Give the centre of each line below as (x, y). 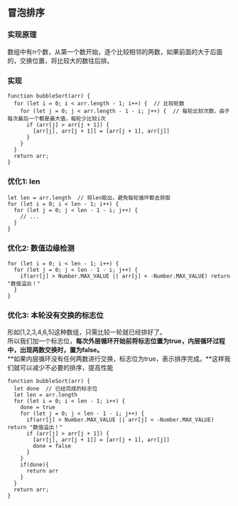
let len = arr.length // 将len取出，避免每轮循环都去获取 (89, 198)
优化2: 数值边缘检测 (41, 248)
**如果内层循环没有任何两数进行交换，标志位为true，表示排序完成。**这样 (116, 359)
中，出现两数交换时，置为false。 (55, 349)
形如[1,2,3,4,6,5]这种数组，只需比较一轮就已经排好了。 (87, 332)
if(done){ (35, 465)
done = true (38, 407)
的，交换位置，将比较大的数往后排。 (60, 60)
